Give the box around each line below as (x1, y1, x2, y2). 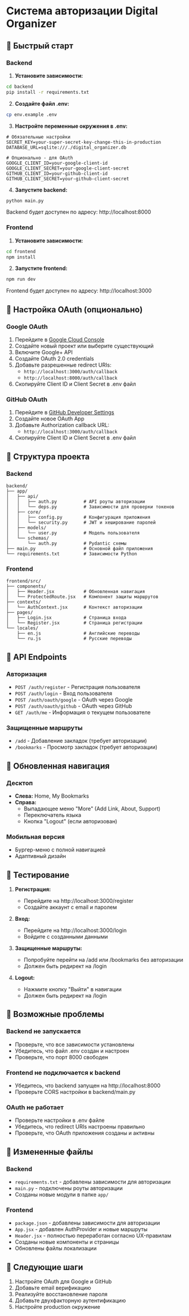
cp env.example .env (6, 112, 58, 118)
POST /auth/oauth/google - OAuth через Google (14, 696, 133, 703)
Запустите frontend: (14, 265, 67, 272)
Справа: (14, 798, 37, 805)
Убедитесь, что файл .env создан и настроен (14, 1047, 129, 1054)
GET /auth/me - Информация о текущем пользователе (14, 709, 151, 716)
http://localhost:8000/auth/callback (23, 375, 118, 381)
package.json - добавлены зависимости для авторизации (14, 1219, 160, 1226)
